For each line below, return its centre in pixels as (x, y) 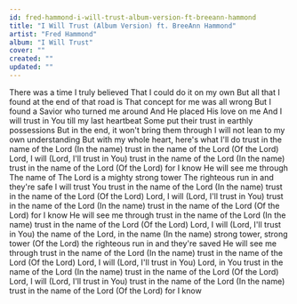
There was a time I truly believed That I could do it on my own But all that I (144, 92)
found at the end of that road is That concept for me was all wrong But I (140, 101)
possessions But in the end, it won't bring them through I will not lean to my (147, 130)
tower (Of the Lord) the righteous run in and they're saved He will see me (143, 243)
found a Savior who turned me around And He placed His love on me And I (146, 111)
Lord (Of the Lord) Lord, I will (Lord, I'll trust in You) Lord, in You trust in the (146, 262)
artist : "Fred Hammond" (53, 34)
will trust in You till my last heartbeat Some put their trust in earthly (131, 120)
